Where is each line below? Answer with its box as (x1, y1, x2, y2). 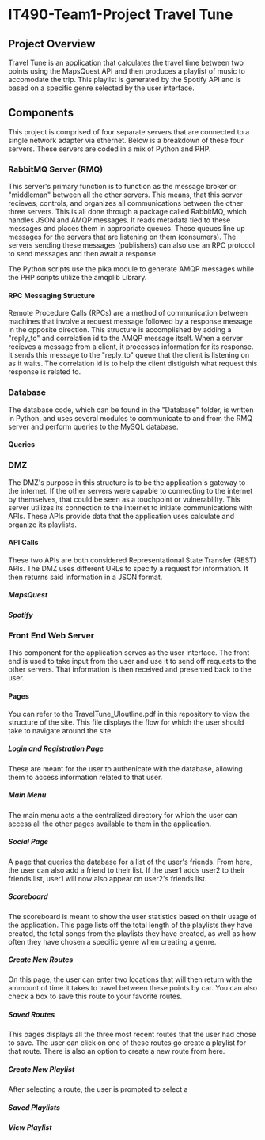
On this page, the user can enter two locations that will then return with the (8, 975, 252, 984)
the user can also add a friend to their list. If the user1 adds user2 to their (8, 865, 245, 875)
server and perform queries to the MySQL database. (8, 422, 179, 431)
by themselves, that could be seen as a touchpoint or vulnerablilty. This (8, 494, 241, 504)
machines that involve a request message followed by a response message (8, 316, 253, 326)
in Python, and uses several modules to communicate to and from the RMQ (8, 413, 253, 422)
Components (8, 106, 74, 119)
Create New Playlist (8, 1065, 75, 1074)
